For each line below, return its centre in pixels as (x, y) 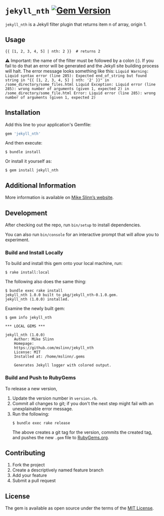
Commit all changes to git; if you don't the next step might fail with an (83, 403)
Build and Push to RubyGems (41, 378)
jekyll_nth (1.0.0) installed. (37, 300)
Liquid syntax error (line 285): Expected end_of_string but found (76, 76)
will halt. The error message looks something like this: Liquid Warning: (77, 71)
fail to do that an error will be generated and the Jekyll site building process (82, 66)
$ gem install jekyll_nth (32, 170)
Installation (23, 113)
